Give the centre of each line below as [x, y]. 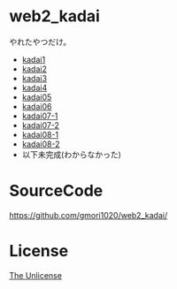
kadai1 [34, 59]
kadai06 [37, 106]
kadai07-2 [41, 125]
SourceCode [56, 191]
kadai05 [37, 97]
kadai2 [34, 69]
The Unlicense [35, 275]
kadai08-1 [40, 134]
